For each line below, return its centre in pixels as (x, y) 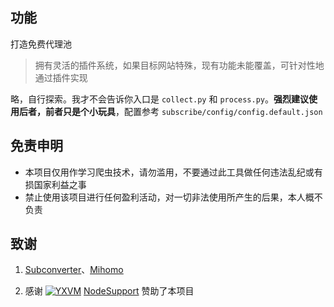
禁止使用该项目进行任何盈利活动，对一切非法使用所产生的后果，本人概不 (173, 197)
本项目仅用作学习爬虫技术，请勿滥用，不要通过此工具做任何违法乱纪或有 (173, 172)
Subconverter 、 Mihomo (74, 270)
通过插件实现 (61, 77)
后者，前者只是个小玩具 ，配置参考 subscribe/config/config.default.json (170, 111)
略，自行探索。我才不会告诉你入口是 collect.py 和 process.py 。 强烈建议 (159, 99)
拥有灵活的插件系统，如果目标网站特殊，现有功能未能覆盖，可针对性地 (179, 65)
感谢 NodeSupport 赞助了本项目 (109, 291)
